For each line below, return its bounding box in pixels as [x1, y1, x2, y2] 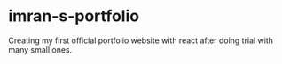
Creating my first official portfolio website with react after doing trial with [8, 35, 274, 46]
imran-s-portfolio [8, 6, 139, 26]
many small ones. [8, 44, 73, 54]
